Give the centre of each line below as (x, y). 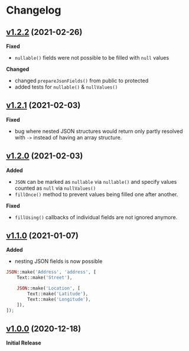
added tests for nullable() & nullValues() (66, 87)
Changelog (34, 10)
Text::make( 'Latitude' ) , (58, 294)
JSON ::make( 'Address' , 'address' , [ (51, 272)
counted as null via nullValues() (55, 188)
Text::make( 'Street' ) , (45, 278)
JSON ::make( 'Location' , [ (49, 288)
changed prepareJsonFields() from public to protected (82, 81)
